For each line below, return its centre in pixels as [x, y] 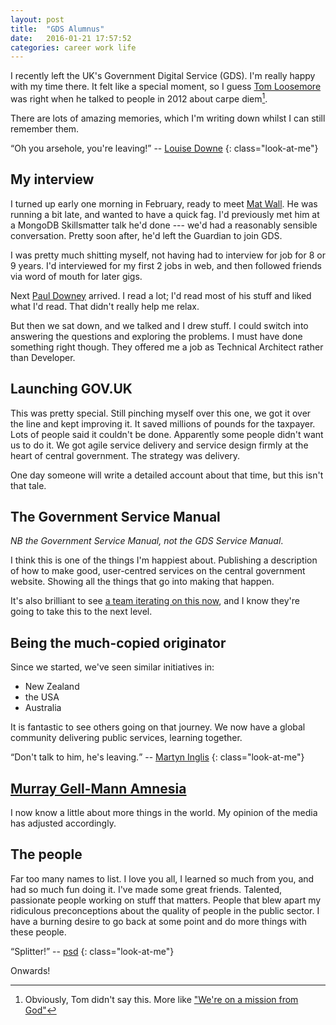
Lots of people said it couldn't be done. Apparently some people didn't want [167, 434]
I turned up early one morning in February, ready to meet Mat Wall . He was [164, 203]
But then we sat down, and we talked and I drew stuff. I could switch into [159, 325]
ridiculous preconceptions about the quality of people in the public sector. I [165, 910]
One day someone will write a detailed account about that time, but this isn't [167, 475]
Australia [43, 708]
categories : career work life [73, 47]
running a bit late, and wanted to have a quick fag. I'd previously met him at [165, 214]
